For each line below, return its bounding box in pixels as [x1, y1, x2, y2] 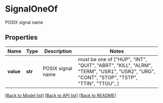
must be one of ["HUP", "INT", [78, 56, 147, 62]
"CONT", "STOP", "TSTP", [78, 74, 138, 81]
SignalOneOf [5, 3, 58, 15]
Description [44, 47, 72, 54]
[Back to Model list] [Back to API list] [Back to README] [5, 92, 116, 98]
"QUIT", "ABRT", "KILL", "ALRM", [78, 62, 153, 69]
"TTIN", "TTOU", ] [78, 80, 119, 87]
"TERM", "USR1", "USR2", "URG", [78, 68, 156, 74]
